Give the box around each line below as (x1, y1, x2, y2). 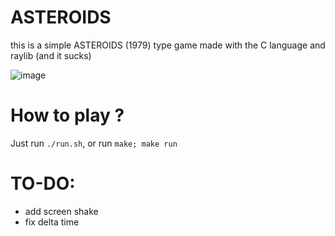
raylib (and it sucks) (10, 49, 92, 61)
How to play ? (10, 104, 125, 127)
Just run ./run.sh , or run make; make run (10, 137, 178, 149)
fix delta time (24, 216, 80, 228)
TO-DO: (10, 172, 76, 195)
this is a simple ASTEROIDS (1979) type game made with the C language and (10, 39, 326, 51)
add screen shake (24, 205, 99, 217)
